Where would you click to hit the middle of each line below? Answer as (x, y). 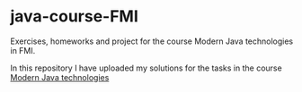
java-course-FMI (74, 17)
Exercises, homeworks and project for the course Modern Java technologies (152, 41)
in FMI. (23, 50)
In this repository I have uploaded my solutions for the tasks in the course (146, 68)
